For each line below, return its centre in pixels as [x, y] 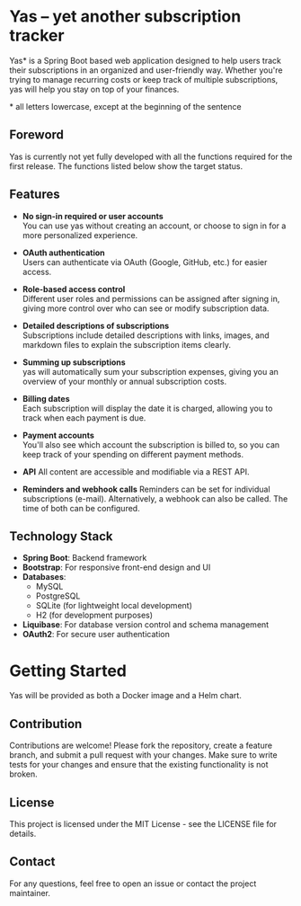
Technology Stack [61, 536]
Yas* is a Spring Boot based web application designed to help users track [145, 60]
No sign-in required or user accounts [93, 216]
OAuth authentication [63, 253]
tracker [37, 36]
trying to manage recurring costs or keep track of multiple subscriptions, [144, 79]
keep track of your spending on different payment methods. [133, 454]
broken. [23, 774]
